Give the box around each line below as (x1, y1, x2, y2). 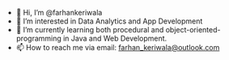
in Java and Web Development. (63, 33, 168, 43)
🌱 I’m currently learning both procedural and (15, 25, 164, 34)
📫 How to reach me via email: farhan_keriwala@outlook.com (15, 43, 220, 52)
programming (15, 33, 62, 43)
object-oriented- (165, 25, 221, 34)
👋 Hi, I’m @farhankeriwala (15, 8, 103, 17)
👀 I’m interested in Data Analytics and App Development (15, 16, 203, 26)
